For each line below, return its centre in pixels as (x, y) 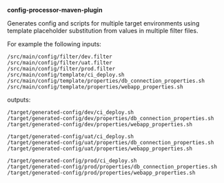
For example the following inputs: (54, 44)
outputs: (19, 100)
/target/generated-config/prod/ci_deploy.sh (72, 161)
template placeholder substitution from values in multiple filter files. (103, 31)
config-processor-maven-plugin (55, 10)
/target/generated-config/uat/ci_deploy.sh (71, 137)
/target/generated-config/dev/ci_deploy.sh (71, 113)
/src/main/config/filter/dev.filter (60, 57)
